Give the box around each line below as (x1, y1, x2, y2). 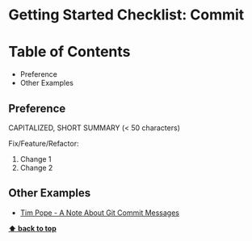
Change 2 (19, 163, 53, 172)
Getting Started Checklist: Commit (8, 6, 245, 24)
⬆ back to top (8, 223, 57, 233)
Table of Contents (8, 43, 131, 61)
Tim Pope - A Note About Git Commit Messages (19, 208, 180, 218)
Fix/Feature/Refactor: (8, 138, 79, 148)
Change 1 (19, 154, 52, 163)
